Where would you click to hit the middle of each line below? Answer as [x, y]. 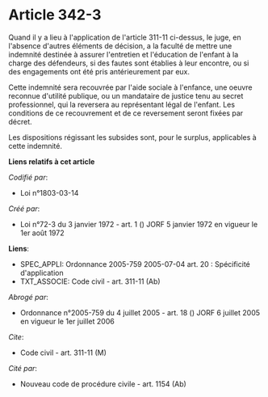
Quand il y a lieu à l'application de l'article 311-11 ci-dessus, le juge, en [125, 37]
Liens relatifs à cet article [52, 161]
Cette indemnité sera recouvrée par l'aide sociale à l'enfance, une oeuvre [130, 87]
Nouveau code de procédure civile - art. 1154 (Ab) [103, 384]
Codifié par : [28, 177]
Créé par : [24, 209]
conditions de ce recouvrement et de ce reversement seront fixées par [126, 113]
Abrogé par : [28, 297]
